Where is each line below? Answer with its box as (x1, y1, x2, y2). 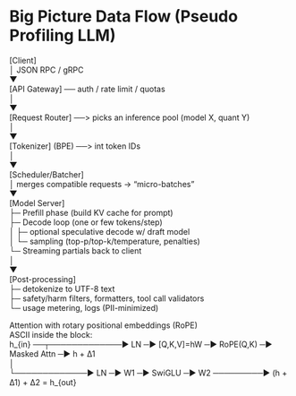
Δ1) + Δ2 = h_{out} (9, 376, 77, 387)
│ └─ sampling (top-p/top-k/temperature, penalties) (9, 236, 201, 246)
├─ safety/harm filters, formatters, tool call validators (9, 293, 205, 304)
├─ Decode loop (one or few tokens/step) (9, 217, 163, 228)
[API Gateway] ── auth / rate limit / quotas (9, 83, 165, 94)
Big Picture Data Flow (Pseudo (9, 6, 239, 27)
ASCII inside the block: (9, 329, 93, 340)
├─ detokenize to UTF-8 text (9, 283, 115, 294)
